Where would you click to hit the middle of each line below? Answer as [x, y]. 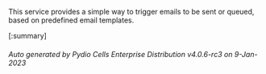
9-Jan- [246, 54]
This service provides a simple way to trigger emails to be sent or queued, [131, 12]
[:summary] [27, 36]
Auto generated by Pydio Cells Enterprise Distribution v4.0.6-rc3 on [121, 54]
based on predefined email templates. [71, 20]
